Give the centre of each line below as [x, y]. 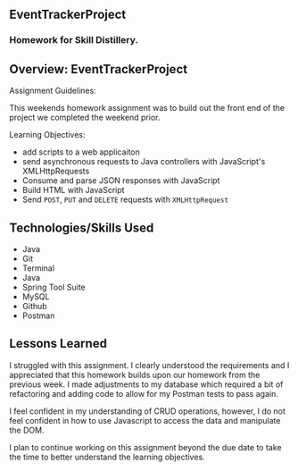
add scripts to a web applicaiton [81, 152]
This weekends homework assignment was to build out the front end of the [147, 108]
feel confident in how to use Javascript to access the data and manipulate [145, 420]
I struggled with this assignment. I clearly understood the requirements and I [149, 365]
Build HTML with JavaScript [73, 190]
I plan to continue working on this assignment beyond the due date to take [145, 447]
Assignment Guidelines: [53, 91]
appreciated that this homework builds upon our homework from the [135, 374]
